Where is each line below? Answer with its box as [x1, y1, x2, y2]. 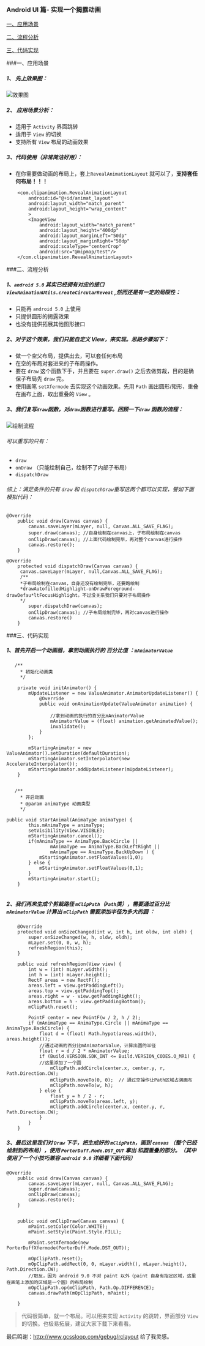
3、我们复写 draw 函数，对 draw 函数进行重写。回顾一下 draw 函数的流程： [6, 405, 184, 413]
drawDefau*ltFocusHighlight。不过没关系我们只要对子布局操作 [6, 592, 151, 598]
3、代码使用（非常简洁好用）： [6, 153, 83, 160]
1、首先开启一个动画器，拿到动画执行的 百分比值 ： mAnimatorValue [6, 647, 173, 654]
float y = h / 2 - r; [50, 1093, 105, 1099]
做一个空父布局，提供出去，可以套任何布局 [15, 352, 123, 359]
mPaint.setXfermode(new [28, 1239, 89, 1246]
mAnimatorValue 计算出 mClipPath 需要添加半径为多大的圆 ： [6, 908, 155, 916]
